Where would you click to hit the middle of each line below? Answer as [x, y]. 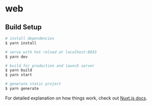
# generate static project [33, 84]
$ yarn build [19, 70]
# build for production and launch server [50, 66]
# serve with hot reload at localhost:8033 [51, 52]
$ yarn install [21, 43]
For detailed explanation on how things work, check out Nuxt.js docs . [76, 98]
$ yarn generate [22, 89]
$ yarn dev [16, 57]
